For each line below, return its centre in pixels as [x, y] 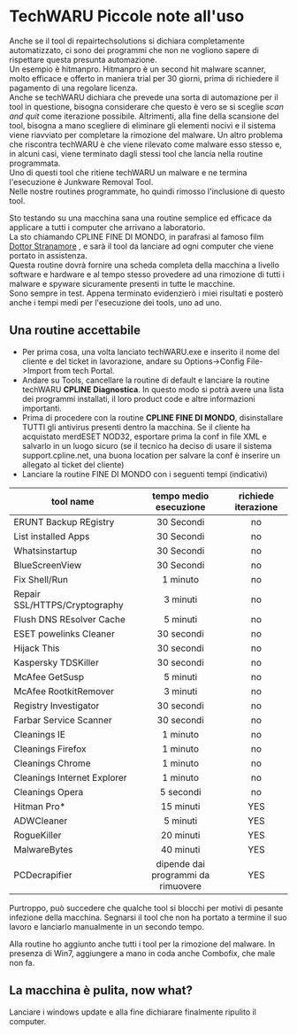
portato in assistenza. [49, 255]
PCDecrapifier [43, 875]
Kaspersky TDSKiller [56, 662]
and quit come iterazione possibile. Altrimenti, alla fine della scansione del [144, 116]
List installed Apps [52, 536]
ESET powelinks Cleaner [64, 633]
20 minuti [180, 835]
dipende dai [181, 863]
